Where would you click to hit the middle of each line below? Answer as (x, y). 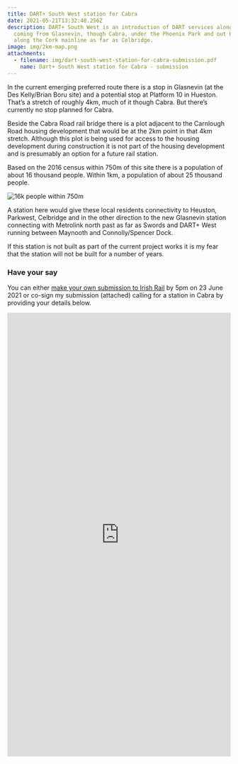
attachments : (27, 54)
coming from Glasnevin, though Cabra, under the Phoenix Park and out (120, 34)
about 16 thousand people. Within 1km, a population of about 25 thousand (115, 175)
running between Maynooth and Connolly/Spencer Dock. (90, 232)
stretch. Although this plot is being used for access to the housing (103, 138)
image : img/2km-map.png (42, 47)
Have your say (33, 272)
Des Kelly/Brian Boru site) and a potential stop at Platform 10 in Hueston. (113, 94)
